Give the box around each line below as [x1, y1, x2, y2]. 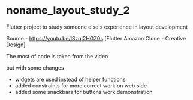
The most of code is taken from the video [6, 52, 108, 60]
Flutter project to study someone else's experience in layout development [6, 23, 188, 30]
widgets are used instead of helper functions [14, 76, 126, 83]
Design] [6, 41, 26, 48]
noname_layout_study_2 [6, 4, 130, 17]
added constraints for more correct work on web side [14, 82, 147, 89]
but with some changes [6, 64, 64, 71]
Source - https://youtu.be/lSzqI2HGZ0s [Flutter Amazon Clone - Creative [6, 35, 186, 42]
